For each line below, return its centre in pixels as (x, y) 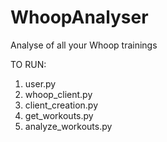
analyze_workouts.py (68, 126)
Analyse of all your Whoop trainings (84, 45)
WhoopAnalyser (79, 17)
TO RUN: (28, 64)
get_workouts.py (59, 115)
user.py (40, 83)
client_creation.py (61, 105)
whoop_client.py (58, 94)
